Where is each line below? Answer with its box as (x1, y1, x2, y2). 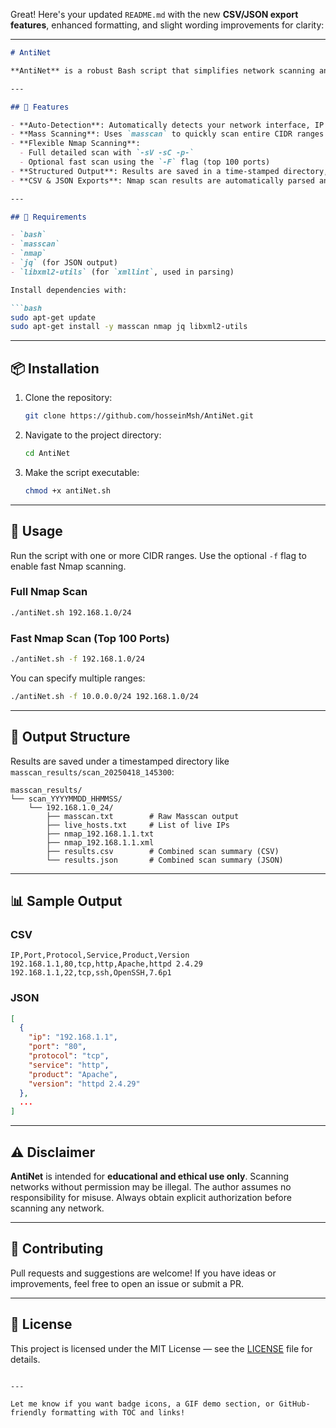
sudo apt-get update (10, 312, 97, 323)
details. (10, 1353, 41, 1365)
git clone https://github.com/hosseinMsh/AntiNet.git (24, 411, 254, 421)
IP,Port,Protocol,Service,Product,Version (10, 950, 190, 961)
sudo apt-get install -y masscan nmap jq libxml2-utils (10, 322, 248, 332)
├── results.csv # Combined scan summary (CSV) (46, 846, 280, 856)
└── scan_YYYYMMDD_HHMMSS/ (10, 794, 123, 804)
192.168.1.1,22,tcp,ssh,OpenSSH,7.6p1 (10, 968, 172, 978)
